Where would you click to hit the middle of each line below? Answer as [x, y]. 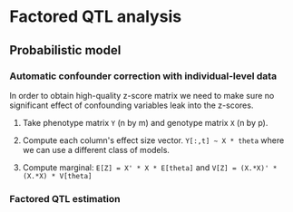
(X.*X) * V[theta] [57, 176]
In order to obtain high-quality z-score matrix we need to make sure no [142, 95]
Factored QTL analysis [96, 17]
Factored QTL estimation [65, 198]
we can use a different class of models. [96, 149]
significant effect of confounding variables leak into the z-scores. [132, 105]
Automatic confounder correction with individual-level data [143, 76]
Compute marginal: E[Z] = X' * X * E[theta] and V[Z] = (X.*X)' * [150, 167]
